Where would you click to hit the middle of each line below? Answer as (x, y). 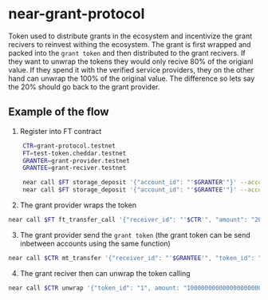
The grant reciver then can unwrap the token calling (105, 273)
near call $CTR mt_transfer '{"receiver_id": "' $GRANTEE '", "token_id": (132, 258)
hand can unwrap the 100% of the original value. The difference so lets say (132, 78)
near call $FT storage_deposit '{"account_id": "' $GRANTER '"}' (130, 183)
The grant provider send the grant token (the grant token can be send (135, 235)
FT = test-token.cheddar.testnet (75, 153)
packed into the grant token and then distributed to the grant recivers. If (127, 53)
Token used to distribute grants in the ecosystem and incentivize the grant (130, 36)
